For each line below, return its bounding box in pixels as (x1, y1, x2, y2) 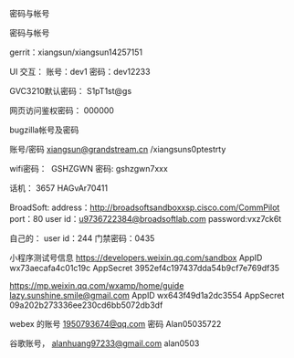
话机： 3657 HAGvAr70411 (9, 183, 109, 194)
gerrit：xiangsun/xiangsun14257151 (9, 47, 143, 58)
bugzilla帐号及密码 (9, 124, 79, 135)
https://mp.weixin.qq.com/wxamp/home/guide (9, 280, 184, 290)
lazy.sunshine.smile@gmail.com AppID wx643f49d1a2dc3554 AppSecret (9, 290, 285, 300)
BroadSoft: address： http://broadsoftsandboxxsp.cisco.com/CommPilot (9, 202, 280, 213)
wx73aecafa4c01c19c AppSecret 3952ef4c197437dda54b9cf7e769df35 (9, 263, 280, 273)
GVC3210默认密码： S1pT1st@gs (9, 86, 132, 96)
